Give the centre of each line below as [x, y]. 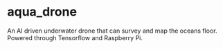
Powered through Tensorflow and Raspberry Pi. [75, 37]
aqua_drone [42, 12]
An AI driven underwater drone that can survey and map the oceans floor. [112, 31]
